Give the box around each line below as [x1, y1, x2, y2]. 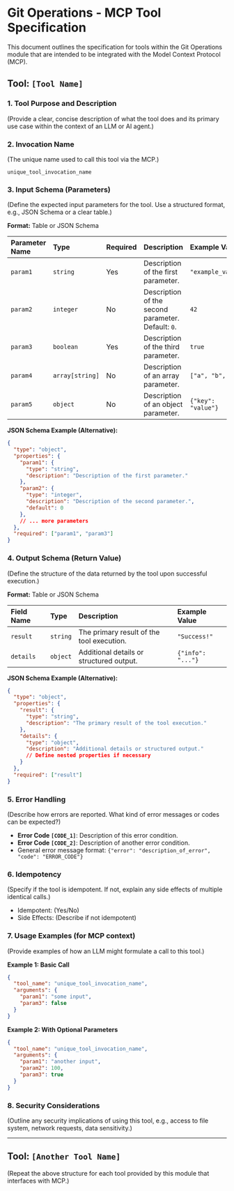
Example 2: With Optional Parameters [7, 1025, 118, 1034]
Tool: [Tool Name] [7, 78, 84, 90]
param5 [10, 401, 33, 408]
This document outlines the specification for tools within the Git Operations [7, 43, 223, 51]
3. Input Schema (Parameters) [7, 185, 111, 194]
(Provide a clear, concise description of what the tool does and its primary [7, 114, 219, 123]
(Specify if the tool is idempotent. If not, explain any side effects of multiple [7, 885, 223, 893]
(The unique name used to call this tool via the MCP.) [7, 155, 159, 163]
